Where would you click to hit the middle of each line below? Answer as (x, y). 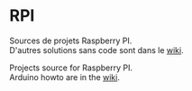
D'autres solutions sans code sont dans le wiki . (96, 50)
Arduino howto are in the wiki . (64, 77)
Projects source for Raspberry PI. (71, 68)
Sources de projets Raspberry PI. (71, 41)
